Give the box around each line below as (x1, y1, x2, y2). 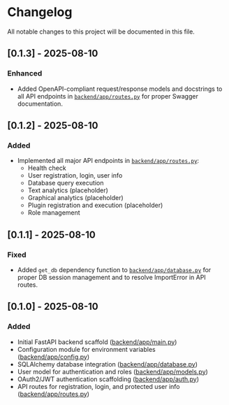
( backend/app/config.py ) (17, 353, 90, 361)
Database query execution (27, 179, 104, 187)
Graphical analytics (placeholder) (27, 194, 124, 202)
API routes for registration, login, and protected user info (17, 382, 180, 390)
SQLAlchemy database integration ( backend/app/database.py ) (17, 360, 198, 368)
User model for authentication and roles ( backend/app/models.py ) (17, 367, 208, 376)
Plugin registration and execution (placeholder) (27, 201, 163, 210)
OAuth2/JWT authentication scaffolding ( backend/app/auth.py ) (17, 375, 200, 383)
